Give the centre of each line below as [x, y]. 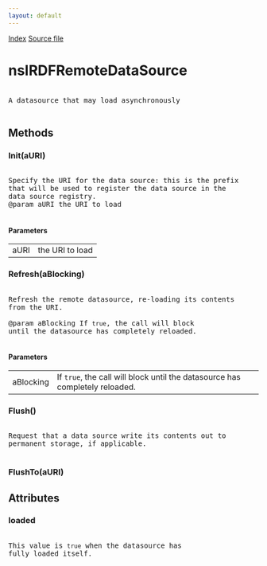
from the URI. [36, 307]
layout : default [35, 16]
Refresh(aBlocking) [46, 274]
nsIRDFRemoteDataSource [98, 70]
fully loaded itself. [50, 553]
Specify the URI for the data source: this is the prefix [124, 181]
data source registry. [52, 197]
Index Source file [36, 38]
